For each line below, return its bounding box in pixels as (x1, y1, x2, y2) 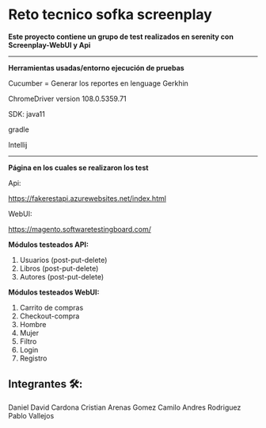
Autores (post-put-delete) (19, 272, 104, 281)
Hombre (19, 319, 47, 329)
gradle (8, 125, 29, 134)
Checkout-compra (19, 311, 80, 321)
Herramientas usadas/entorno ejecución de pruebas (8, 63, 184, 72)
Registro (19, 353, 47, 363)
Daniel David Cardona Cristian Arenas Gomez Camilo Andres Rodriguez (8, 403, 241, 412)
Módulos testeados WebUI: (8, 287, 100, 297)
